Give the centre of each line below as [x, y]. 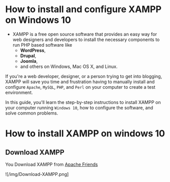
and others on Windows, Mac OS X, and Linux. [69, 66]
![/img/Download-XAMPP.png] [37, 174]
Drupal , [28, 56]
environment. [19, 92]
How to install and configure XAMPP [83, 9]
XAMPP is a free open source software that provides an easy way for [85, 34]
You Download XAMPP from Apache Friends [52, 164]
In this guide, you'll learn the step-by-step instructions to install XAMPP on [83, 102]
